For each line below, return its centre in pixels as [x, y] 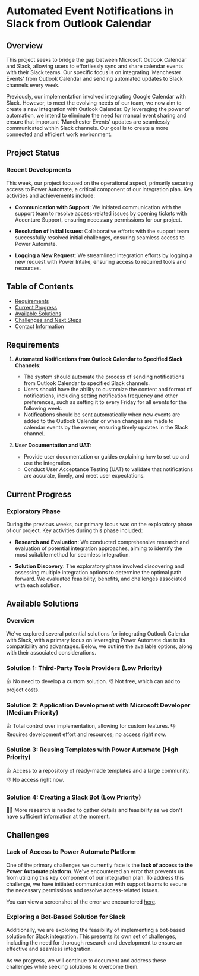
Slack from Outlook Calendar [79, 23]
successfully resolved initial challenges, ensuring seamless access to [100, 237]
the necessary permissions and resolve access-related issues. [83, 890]
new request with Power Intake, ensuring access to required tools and [100, 261]
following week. [43, 409]
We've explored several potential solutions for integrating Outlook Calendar [98, 633]
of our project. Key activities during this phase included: [75, 530]
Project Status [33, 153]
